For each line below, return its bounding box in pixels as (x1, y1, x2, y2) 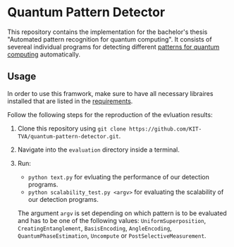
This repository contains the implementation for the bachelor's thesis (7, 28, 208, 36)
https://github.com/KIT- (129, 125, 202, 133)
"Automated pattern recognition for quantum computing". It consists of (7, 35, 213, 43)
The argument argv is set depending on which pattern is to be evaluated (17, 209, 227, 217)
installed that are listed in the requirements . (7, 97, 133, 105)
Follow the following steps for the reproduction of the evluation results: (7, 110, 213, 119)
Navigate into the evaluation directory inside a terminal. (17, 145, 180, 154)
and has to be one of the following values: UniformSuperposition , (17, 216, 207, 224)
